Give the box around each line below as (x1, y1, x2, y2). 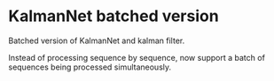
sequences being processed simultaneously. (8, 62, 172, 72)
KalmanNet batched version (8, 6, 219, 26)
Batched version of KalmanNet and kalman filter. (8, 35, 185, 46)
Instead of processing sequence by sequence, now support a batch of (8, 52, 265, 63)
